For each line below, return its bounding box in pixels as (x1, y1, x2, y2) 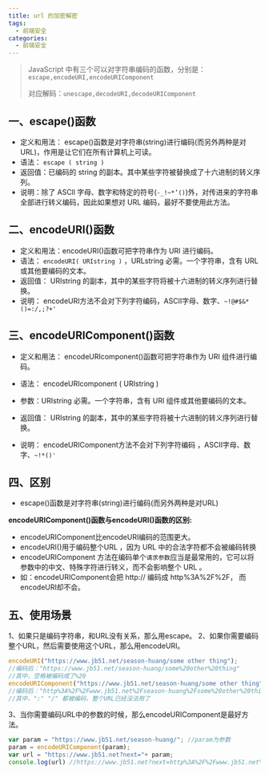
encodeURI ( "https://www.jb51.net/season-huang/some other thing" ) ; (8, 657, 239, 666)
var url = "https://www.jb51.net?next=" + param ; (8, 751, 174, 759)
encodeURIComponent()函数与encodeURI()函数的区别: (8, 515, 192, 525)
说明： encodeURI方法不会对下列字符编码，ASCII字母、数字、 (19, 296, 224, 306)
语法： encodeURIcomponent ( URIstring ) (19, 379, 159, 388)
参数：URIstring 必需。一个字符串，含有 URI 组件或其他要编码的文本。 (19, 395, 251, 405)
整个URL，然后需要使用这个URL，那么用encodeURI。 (8, 641, 185, 650)
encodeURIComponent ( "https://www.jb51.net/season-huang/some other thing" (8, 679, 263, 687)
